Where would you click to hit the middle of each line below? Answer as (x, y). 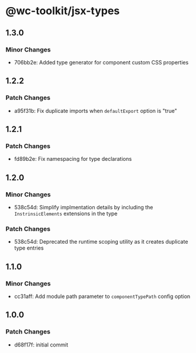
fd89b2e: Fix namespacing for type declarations (73, 159)
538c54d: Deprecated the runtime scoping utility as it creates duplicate (101, 242)
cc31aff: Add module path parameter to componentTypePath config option (102, 296)
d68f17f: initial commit (41, 345)
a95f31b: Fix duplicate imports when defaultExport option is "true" (96, 111)
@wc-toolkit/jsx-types (63, 11)
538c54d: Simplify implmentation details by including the (83, 207)
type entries (29, 248)
